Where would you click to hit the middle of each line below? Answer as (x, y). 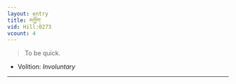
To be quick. (42, 53)
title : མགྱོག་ (25, 20)
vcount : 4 (22, 33)
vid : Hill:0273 (29, 27)
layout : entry (28, 14)
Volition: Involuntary (46, 66)
